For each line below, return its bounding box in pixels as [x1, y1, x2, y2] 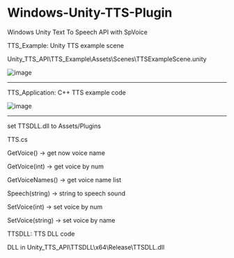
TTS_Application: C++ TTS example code [7, 88, 127, 97]
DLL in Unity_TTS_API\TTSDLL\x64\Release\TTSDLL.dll [7, 243, 165, 251]
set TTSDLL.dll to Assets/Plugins [7, 122, 101, 130]
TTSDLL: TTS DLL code [7, 229, 75, 238]
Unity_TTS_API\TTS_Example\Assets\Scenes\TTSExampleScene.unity [7, 54, 207, 63]
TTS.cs [7, 135, 28, 143]
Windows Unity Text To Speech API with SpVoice [7, 28, 148, 36]
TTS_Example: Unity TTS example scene [7, 41, 124, 49]
